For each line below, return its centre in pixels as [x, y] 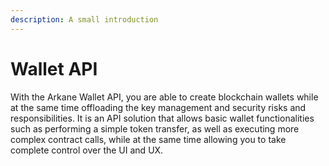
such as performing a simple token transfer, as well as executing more [155, 128]
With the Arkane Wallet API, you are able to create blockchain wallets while [164, 97]
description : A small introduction [84, 19]
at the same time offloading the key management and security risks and [158, 107]
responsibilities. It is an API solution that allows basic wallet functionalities [162, 118]
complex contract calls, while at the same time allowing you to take [148, 139]
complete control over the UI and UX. [87, 150]
